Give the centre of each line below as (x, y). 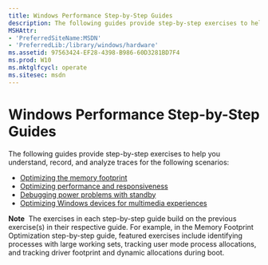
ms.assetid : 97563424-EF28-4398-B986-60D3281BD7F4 (94, 53)
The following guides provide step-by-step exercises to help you (114, 153)
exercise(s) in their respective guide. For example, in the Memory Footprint (131, 227)
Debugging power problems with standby (88, 194)
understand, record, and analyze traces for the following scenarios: (119, 162)
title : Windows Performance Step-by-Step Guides (91, 16)
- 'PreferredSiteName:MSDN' (55, 38)
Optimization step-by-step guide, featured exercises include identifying (126, 235)
